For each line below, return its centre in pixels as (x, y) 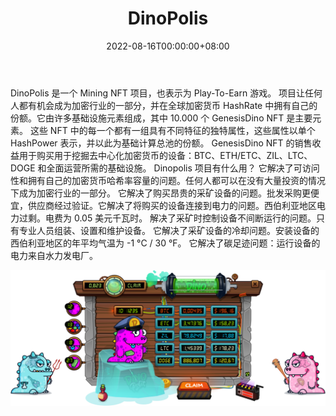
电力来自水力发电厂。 (54, 255)
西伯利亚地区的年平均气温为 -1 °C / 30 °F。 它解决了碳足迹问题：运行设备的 (165, 243)
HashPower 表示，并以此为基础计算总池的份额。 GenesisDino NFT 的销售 (161, 143)
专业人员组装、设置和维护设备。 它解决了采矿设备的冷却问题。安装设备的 (169, 230)
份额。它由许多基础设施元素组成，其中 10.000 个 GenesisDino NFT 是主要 (161, 118)
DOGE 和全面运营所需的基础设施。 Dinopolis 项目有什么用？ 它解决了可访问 (165, 168)
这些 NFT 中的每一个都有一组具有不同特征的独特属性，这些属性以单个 (172, 130)
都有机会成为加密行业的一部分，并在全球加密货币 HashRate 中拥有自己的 (168, 105)
